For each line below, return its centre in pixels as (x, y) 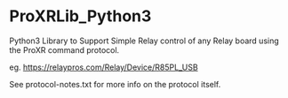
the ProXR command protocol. (64, 49)
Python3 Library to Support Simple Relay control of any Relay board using (144, 41)
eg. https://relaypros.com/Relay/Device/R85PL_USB (104, 67)
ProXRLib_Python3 (80, 16)
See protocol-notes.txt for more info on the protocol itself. (115, 84)
